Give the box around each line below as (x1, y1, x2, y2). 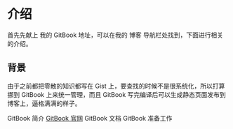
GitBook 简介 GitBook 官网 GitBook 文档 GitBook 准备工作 (7, 114, 173, 122)
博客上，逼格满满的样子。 (7, 99, 81, 107)
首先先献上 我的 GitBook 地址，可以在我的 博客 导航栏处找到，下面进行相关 (7, 31, 223, 39)
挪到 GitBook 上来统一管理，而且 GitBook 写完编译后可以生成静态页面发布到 (7, 90, 226, 98)
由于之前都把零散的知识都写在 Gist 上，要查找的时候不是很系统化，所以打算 (7, 82, 225, 90)
